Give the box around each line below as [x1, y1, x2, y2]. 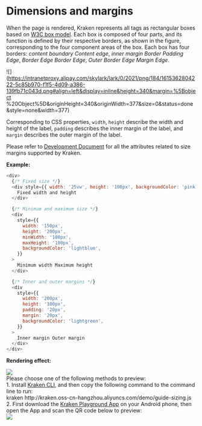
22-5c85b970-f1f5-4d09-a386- [6, 80, 86, 88]
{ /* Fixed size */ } [11, 178, 61, 184]
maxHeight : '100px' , [22, 240, 74, 246]
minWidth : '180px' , [22, 234, 71, 240]
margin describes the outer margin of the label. [6, 131, 122, 138]
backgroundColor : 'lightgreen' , [22, 318, 104, 324]
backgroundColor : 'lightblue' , [22, 245, 101, 251]
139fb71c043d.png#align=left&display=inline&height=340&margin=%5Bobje [6, 87, 196, 94]
